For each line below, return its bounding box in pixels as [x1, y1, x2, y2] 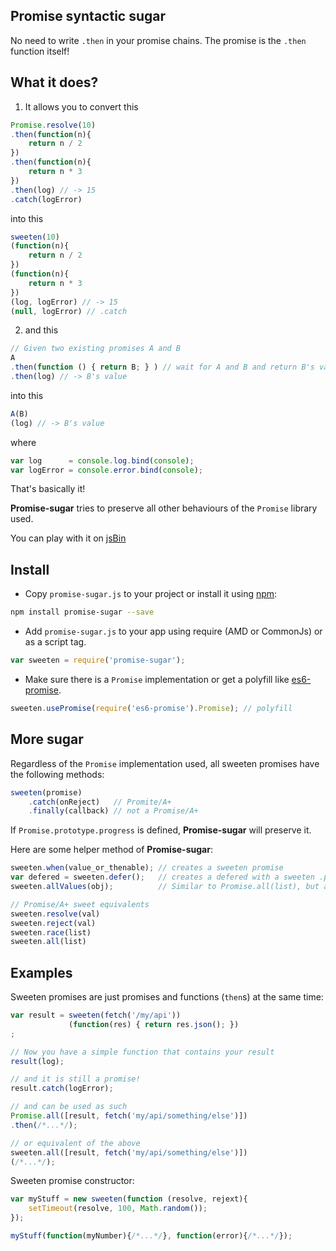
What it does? [10, 74, 99, 91]
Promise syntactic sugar [10, 8, 167, 25]
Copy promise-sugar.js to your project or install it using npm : [24, 588, 278, 600]
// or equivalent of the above [10, 1138, 141, 1148]
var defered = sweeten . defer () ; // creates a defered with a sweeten [10, 872, 315, 883]
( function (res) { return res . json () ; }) [68, 1019, 240, 1029]
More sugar [10, 731, 84, 748]
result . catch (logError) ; [10, 1084, 114, 1094]
